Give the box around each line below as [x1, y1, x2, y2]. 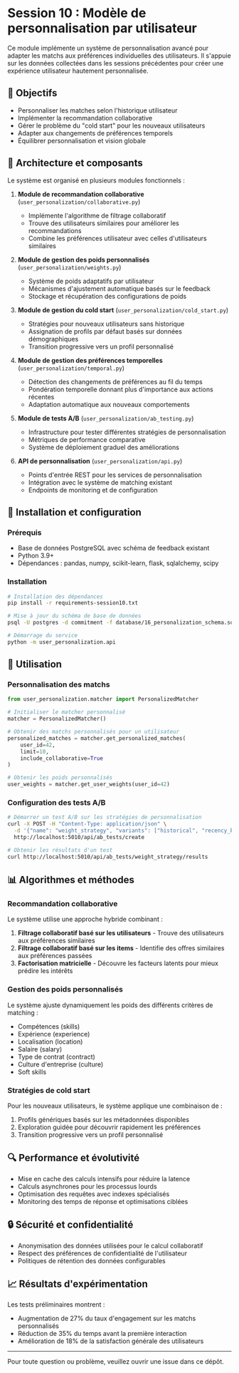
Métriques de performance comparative [28, 435, 146, 443]
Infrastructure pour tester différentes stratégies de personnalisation [28, 428, 226, 436]
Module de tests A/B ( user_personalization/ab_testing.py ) [17, 413, 194, 422]
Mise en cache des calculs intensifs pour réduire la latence [17, 1174, 191, 1183]
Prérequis [7, 528, 42, 538]
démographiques [28, 334, 79, 343]
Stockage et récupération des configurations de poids [28, 292, 187, 300]
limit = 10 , [20, 748, 50, 755]
